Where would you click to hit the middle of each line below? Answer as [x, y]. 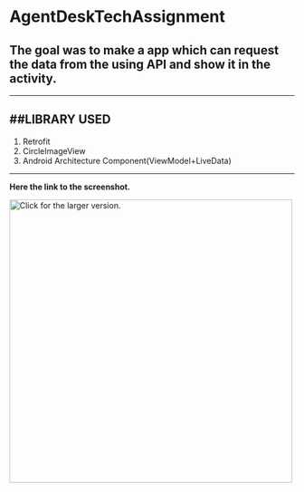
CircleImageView [54, 150]
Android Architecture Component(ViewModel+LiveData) [127, 160]
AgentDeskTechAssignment [118, 17]
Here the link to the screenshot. [70, 187]
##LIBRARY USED [60, 120]
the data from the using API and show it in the [140, 64]
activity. [33, 78]
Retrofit [36, 141]
